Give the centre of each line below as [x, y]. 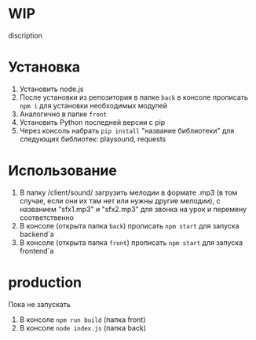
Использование [63, 171]
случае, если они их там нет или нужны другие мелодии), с [120, 200]
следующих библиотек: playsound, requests [93, 139]
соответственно [47, 218]
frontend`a [37, 250]
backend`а [37, 234]
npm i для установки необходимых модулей [93, 105]
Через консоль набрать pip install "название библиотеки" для [127, 130]
